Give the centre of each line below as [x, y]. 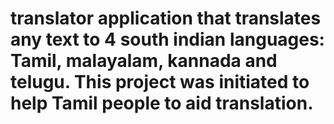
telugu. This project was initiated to [160, 82]
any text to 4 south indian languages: [167, 39]
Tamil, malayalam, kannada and [144, 61]
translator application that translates [166, 18]
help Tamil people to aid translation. [162, 103]
